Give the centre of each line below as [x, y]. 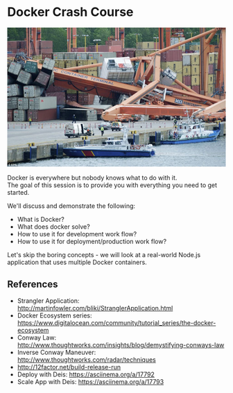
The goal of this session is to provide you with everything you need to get [112, 185]
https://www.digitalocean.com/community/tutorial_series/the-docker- [116, 323]
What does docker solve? [53, 227]
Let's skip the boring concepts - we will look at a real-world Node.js [104, 255]
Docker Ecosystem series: [54, 315]
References [33, 284]
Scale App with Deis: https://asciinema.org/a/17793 [90, 382]
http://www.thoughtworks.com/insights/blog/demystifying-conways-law [121, 345]
